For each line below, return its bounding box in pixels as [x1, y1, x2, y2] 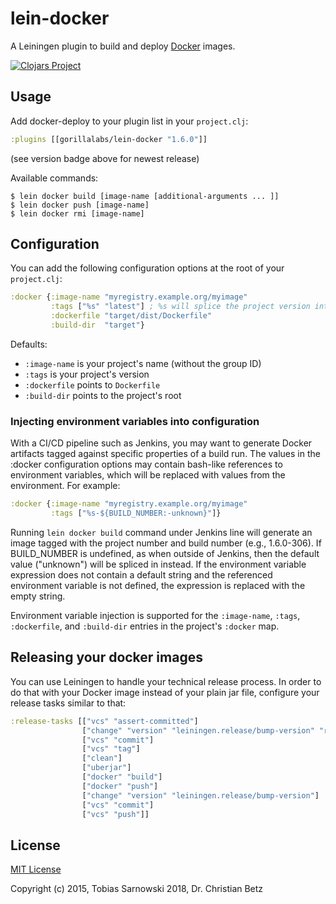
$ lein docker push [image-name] [10, 200, 150, 210]
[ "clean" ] [81, 753, 123, 764]
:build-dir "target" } [50, 320, 145, 331]
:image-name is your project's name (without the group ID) [24, 357, 262, 369]
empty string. [10, 590, 66, 602]
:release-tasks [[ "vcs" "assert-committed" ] [10, 716, 199, 726]
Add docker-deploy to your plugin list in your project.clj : [10, 115, 249, 127]
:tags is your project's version [24, 368, 150, 380]
